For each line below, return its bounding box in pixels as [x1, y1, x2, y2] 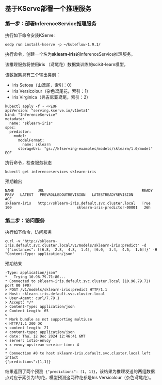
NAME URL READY [5, 188, 153, 193]
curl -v [5, 239, 21, 243]
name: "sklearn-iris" [9, 121, 53, 126]
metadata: [5, 116, 25, 121]
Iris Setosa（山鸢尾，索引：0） [12, 82, 74, 88]
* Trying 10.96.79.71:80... [5, 274, 66, 279]
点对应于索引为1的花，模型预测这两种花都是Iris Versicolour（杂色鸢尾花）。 [5, 374, 154, 380]
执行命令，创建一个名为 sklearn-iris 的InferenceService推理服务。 [5, 51, 136, 57]
